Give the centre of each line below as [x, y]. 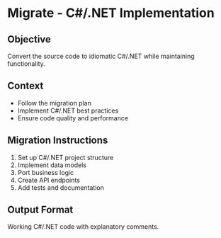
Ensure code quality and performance [73, 118]
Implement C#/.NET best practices [68, 110]
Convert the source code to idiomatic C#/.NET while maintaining [101, 56]
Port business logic [46, 172]
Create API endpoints [49, 180]
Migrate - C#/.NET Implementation [111, 13]
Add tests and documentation [61, 187]
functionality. [27, 64]
